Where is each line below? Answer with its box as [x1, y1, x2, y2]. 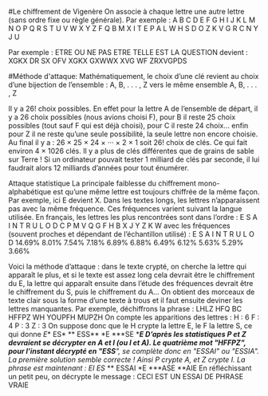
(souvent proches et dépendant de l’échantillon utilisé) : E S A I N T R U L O [8, 229, 255, 238]
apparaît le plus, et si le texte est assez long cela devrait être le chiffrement [8, 270, 255, 280]
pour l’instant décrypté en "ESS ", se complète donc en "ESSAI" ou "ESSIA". [8, 347, 259, 355]
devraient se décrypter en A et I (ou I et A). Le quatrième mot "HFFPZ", [8, 338, 246, 347]
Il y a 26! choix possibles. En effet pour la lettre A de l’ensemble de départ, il [8, 104, 258, 113]
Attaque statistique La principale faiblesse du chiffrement [8, 178, 197, 188]
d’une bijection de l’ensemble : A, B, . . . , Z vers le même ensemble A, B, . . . [8, 80, 258, 89]
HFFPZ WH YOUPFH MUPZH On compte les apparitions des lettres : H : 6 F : [8, 312, 260, 322]
